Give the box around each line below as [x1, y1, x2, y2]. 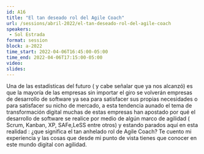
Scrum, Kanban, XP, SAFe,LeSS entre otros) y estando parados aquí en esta [6, 122, 198, 129]
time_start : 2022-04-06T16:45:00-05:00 [6, 49, 108, 55]
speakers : [6, 26, 32, 32]
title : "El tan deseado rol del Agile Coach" [6, 15, 124, 21]
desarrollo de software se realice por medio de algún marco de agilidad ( [6, 115, 190, 122]
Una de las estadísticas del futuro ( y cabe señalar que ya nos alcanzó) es [6, 82, 193, 90]
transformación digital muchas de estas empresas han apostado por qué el [6, 108, 196, 116]
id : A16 [6, 9, 26, 15]
